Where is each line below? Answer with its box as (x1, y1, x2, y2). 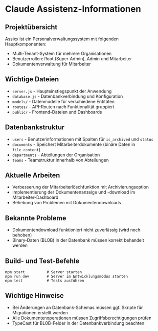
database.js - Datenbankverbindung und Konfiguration (12, 93, 123, 99)
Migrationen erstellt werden (12, 309, 68, 315)
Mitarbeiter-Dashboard (12, 194, 59, 200)
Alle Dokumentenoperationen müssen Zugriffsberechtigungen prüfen (12, 315, 152, 321)
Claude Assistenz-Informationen (5, 3, 141, 15)
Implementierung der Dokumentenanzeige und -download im (12, 189, 135, 195)
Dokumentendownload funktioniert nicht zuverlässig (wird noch (12, 227, 141, 233)
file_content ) (12, 146, 41, 152)
